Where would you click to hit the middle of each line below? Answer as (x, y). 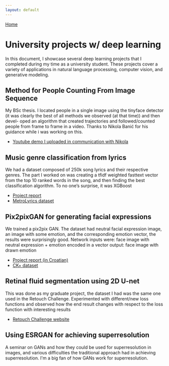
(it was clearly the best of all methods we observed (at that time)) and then (82, 116)
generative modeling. (27, 75)
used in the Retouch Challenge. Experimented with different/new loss (77, 298)
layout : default (22, 10)
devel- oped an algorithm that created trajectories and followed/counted (80, 121)
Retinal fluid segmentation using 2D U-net (72, 281)
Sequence (22, 98)
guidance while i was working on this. (44, 132)
